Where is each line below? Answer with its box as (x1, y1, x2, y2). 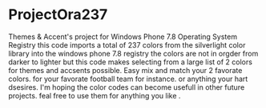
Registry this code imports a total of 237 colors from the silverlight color (8, 40, 246, 49)
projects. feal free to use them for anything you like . (8, 91, 181, 100)
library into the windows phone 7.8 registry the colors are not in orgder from (8, 48, 259, 58)
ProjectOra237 (8, 6, 108, 24)
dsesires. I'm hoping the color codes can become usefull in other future (8, 82, 245, 92)
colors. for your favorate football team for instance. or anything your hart (8, 74, 248, 83)
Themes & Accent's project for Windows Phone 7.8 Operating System (8, 32, 238, 41)
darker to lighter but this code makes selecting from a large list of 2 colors (8, 57, 252, 67)
